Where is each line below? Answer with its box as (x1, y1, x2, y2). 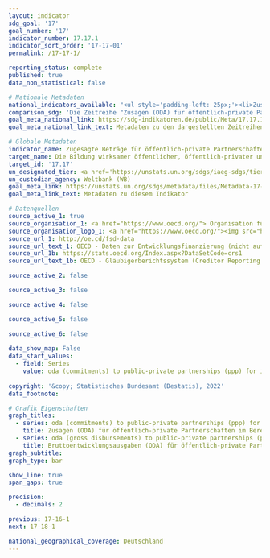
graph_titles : (8, 411, 56, 420)
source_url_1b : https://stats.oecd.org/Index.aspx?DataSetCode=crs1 (8, 250, 243, 258)
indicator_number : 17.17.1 (8, 34, 99, 43)
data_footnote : (8, 390, 59, 398)
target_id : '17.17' (8, 160, 74, 168)
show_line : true (8, 471, 63, 479)
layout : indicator (8, 11, 70, 20)
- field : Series (15, 360, 70, 368)
